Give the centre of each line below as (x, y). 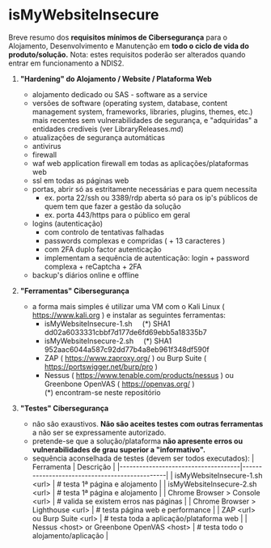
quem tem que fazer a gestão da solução (113, 206)
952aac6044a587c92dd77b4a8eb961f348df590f (127, 349)
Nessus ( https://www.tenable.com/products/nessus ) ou (139, 375)
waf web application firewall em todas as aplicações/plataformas (140, 163)
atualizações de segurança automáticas (99, 137)
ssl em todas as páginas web (80, 181)
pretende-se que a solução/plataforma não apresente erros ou (138, 441)
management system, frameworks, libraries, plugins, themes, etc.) (142, 112)
